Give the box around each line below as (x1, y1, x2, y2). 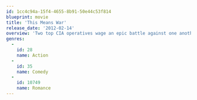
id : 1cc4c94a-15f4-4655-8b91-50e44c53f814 (6, 8, 111, 15)
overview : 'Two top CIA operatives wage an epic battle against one (6, 31, 177, 36)
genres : (6, 36, 25, 42)
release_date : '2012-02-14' (6, 25, 75, 31)
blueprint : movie (6, 14, 49, 20)
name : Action (16, 52, 49, 58)
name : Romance (16, 85, 51, 91)
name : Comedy (16, 69, 49, 75)
